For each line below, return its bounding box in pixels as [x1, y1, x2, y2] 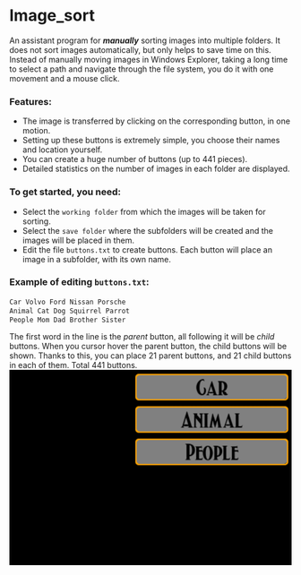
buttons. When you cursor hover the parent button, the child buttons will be [9, 340, 288, 351]
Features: [9, 95, 52, 107]
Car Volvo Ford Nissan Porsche [9, 297, 126, 306]
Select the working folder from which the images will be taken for [21, 206, 266, 217]
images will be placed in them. [21, 235, 135, 245]
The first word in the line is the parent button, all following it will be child [9, 330, 275, 341]
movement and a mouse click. [9, 73, 120, 83]
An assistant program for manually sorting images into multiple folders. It [9, 35, 280, 46]
